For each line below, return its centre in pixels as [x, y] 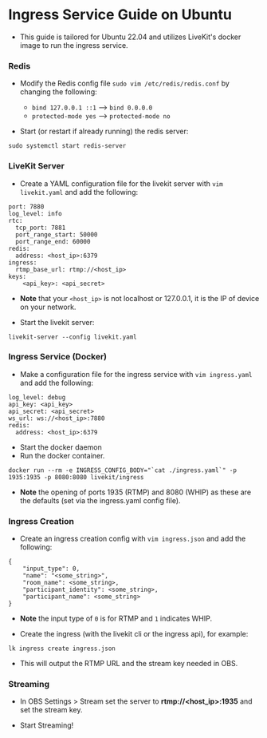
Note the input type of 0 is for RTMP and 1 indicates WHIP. [116, 619]
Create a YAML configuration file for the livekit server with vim [121, 183]
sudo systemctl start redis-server [67, 146]
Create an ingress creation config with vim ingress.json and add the [133, 539]
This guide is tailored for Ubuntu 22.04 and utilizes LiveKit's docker [130, 37]
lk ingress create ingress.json [62, 649]
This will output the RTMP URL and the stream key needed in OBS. [129, 664]
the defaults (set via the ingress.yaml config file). [100, 500]
